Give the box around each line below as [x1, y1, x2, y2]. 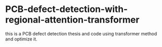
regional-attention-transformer [5, 14, 140, 25]
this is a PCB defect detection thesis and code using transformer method [5, 30, 157, 36]
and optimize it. [5, 36, 37, 42]
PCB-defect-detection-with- [5, 3, 128, 15]
